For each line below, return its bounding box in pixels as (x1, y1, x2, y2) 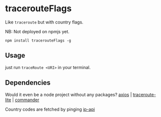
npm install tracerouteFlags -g (5, 38, 71, 43)
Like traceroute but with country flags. (5, 19, 83, 25)
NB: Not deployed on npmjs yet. (5, 28, 70, 34)
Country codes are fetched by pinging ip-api (5, 106, 95, 112)
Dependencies (5, 79, 51, 87)
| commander (12, 96, 39, 103)
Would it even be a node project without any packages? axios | (5, 92, 132, 97)
